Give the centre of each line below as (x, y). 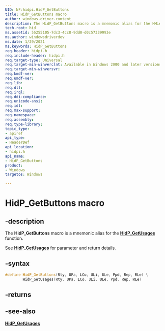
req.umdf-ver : (20, 78)
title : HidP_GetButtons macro (36, 14)
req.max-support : (23, 111)
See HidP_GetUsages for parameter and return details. (61, 248)
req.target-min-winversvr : (33, 69)
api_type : (15, 138)
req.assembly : (20, 119)
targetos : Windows (24, 175)
